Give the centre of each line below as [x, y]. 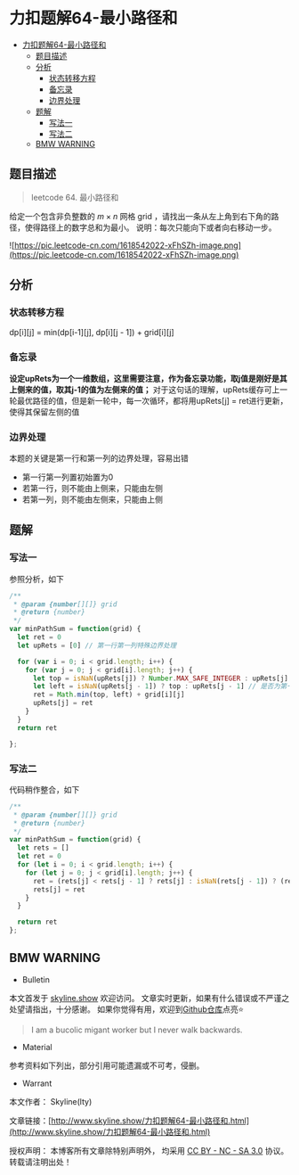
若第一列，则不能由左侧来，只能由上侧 [92, 499]
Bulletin [36, 979]
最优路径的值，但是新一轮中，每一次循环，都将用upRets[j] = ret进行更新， [152, 400]
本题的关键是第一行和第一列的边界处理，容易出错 [99, 458]
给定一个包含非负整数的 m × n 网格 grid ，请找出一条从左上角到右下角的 [140, 216]
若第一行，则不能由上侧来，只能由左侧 [92, 489]
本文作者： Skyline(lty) [51, 1101]
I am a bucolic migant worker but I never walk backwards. [137, 1030]
